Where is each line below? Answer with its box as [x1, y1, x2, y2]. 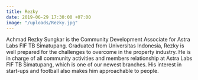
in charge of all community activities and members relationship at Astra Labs [6, 55, 193, 62]
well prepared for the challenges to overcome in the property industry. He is [6, 49, 191, 56]
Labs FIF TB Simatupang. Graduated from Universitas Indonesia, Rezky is [6, 42, 184, 49]
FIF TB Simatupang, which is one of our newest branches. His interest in [6, 61, 182, 68]
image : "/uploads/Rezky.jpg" [6, 20, 78, 25]
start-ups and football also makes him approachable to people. [6, 68, 159, 75]
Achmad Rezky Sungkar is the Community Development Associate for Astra [6, 36, 190, 43]
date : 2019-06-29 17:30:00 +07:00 [6, 14, 92, 20]
